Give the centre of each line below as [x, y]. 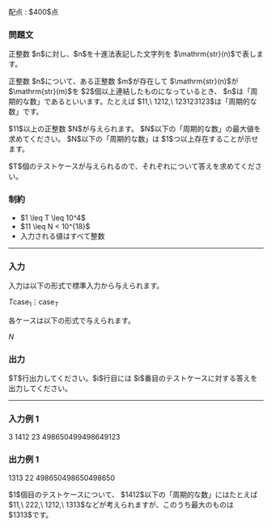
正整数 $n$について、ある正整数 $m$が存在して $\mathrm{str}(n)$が [123, 81]
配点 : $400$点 [34, 12]
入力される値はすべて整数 [62, 236]
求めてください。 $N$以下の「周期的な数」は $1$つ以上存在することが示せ [134, 139]
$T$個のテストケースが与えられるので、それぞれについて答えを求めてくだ [132, 166]
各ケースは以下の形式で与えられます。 [72, 320]
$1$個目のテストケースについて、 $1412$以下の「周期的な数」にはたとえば [133, 494]
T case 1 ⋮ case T [34, 302]
